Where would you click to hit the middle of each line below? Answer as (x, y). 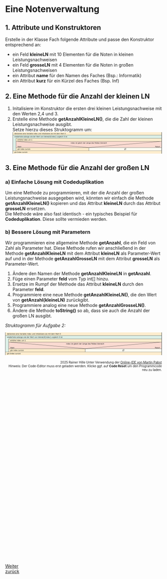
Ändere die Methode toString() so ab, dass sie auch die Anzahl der (81, 311)
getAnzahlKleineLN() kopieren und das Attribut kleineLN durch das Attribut (83, 203)
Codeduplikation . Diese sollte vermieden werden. (56, 219)
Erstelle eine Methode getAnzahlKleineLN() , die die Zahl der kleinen (83, 119)
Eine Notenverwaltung (52, 9)
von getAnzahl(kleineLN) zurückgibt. (51, 300)
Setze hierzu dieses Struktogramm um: (52, 129)
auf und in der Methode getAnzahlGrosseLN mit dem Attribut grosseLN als (83, 259)
